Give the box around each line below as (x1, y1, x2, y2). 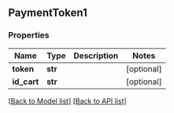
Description (73, 50, 119, 61)
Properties (8, 30, 50, 41)
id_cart (12, 76, 39, 87)
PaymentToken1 (8, 6, 88, 20)
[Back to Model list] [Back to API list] (8, 96, 128, 105)
